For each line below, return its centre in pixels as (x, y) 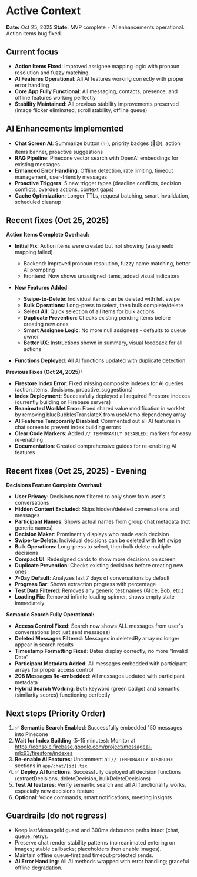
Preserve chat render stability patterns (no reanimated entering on (95, 842)
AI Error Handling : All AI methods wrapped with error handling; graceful (102, 861)
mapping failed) (34, 252)
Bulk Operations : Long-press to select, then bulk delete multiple (93, 547)
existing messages (37, 164)
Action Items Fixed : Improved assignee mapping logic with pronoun (97, 66)
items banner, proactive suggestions (59, 152)
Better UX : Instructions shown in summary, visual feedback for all (103, 343)
